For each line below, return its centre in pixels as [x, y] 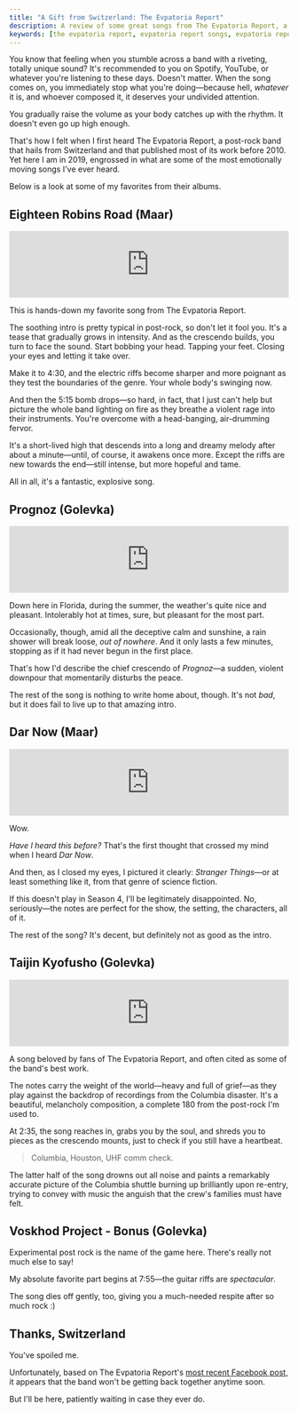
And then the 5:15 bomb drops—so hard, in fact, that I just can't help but [141, 400]
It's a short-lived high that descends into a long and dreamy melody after [142, 446]
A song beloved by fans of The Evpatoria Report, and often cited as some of [148, 1058]
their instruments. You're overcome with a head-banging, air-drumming [140, 419]
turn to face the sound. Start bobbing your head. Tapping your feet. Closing [147, 347]
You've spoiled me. [44, 1355]
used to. [24, 1113]
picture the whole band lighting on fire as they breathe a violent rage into [142, 409]
